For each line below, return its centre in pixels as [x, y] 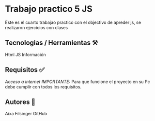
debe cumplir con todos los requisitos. [43, 86]
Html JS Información [25, 54]
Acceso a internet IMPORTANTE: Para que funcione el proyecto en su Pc [77, 82]
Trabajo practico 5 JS [49, 9]
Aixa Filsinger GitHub [26, 114]
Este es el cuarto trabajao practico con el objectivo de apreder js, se [73, 22]
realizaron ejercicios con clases [37, 27]
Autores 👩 [20, 102]
